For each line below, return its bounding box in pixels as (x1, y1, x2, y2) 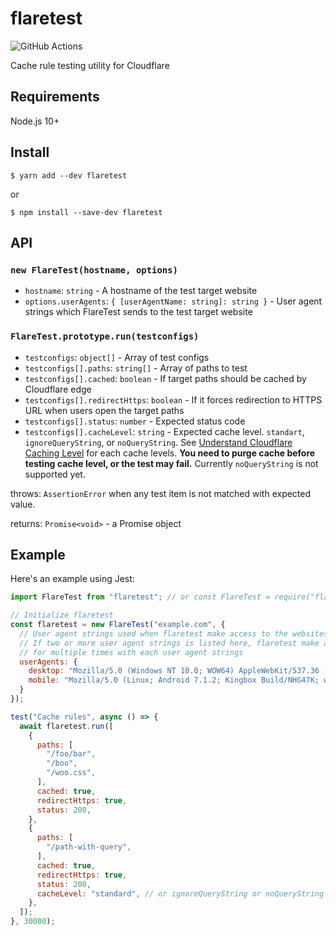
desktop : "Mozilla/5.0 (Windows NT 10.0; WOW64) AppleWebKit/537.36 (28, 666, 320, 676)
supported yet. (24, 468, 86, 480)
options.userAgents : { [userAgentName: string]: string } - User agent (24, 295, 323, 307)
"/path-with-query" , (46, 842, 132, 852)
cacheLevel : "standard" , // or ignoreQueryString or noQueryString (36, 888, 325, 899)
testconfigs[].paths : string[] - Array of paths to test (24, 362, 248, 374)
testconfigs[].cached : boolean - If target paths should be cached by (24, 372, 307, 384)
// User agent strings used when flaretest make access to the (19, 628, 288, 639)
